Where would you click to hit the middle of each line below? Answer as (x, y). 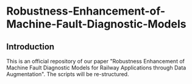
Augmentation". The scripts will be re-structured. (68, 74)
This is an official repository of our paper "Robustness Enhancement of (95, 61)
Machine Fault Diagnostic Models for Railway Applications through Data (96, 68)
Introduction (30, 47)
